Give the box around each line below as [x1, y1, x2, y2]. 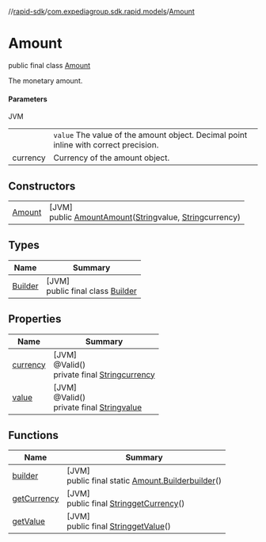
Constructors [8, 179, 76, 193]
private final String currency [53, 368, 156, 380]
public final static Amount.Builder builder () [66, 475, 222, 487]
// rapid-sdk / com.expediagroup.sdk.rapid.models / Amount [8, 7, 196, 16]
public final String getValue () [66, 521, 172, 532]
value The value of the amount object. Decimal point [53, 130, 248, 141]
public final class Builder [46, 285, 137, 296]
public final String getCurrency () [66, 498, 185, 510]
